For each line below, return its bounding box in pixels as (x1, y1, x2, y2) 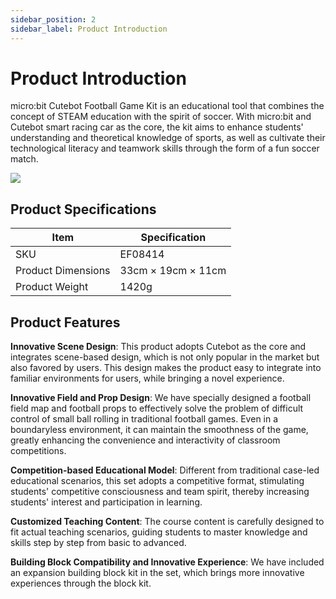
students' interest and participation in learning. (10, 496, 203, 508)
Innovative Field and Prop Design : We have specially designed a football (10, 392, 312, 404)
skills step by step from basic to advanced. (10, 537, 187, 549)
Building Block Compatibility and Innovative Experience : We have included (10, 556, 325, 568)
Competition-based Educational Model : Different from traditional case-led (10, 464, 320, 476)
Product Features (10, 314, 121, 331)
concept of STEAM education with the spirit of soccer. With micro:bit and (10, 111, 312, 123)
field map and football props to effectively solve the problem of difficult (10, 402, 304, 415)
